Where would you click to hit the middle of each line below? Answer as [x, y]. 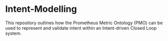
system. [13, 33]
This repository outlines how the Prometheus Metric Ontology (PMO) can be [84, 23]
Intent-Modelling [41, 9]
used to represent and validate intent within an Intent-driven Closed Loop [81, 28]
